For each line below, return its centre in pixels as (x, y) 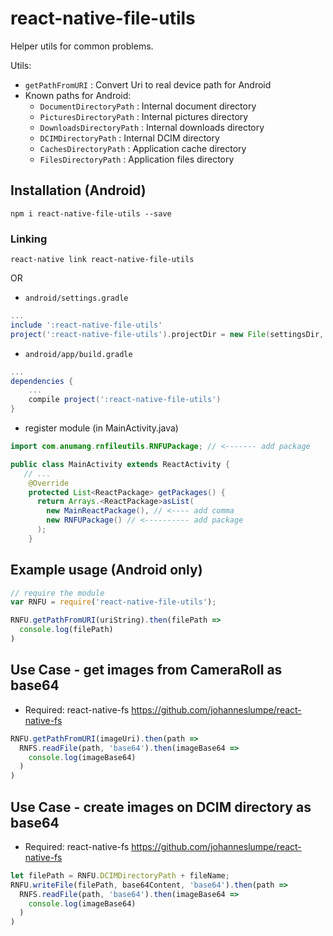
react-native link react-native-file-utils (102, 260)
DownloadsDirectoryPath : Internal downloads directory (152, 127)
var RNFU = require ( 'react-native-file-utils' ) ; (113, 602)
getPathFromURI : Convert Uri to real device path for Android (148, 84)
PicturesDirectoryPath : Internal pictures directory (144, 116)
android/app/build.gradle (78, 354)
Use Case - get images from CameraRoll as (146, 670)
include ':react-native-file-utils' (86, 325)
